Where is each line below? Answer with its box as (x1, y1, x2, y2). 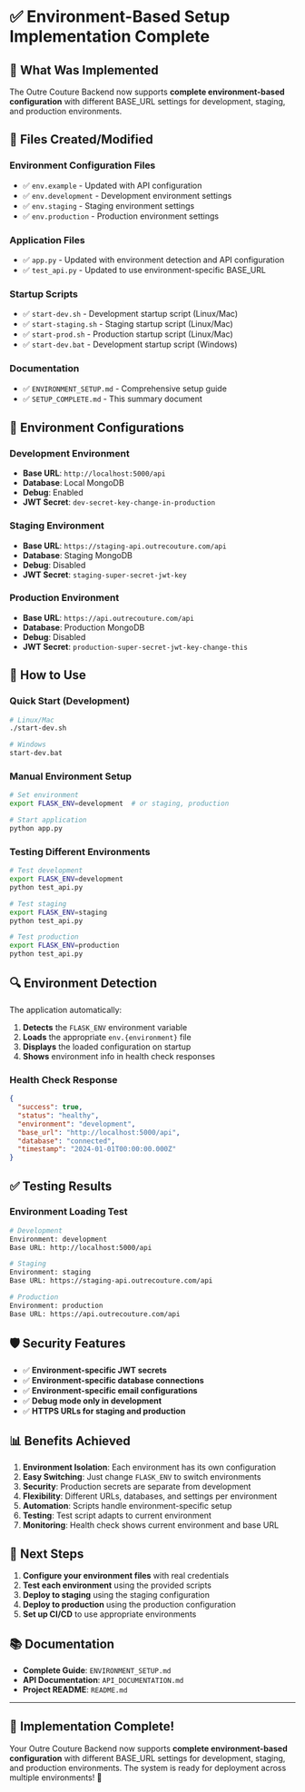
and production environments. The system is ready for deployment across (9, 1762, 287, 1773)
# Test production (9, 932, 79, 941)
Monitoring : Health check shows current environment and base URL (22, 1520, 280, 1531)
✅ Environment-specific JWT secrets (22, 1364, 168, 1375)
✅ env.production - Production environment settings (22, 211, 220, 222)
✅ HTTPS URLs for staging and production (22, 1405, 186, 1416)
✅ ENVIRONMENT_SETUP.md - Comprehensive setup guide (22, 383, 227, 394)
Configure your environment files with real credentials (22, 1570, 230, 1581)
